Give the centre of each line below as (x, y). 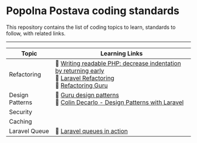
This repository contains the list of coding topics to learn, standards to (91, 27)
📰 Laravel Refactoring (84, 78)
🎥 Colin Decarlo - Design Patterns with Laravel (119, 102)
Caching (21, 121)
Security (21, 112)
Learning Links (122, 53)
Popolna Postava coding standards (93, 11)
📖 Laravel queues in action (91, 131)
